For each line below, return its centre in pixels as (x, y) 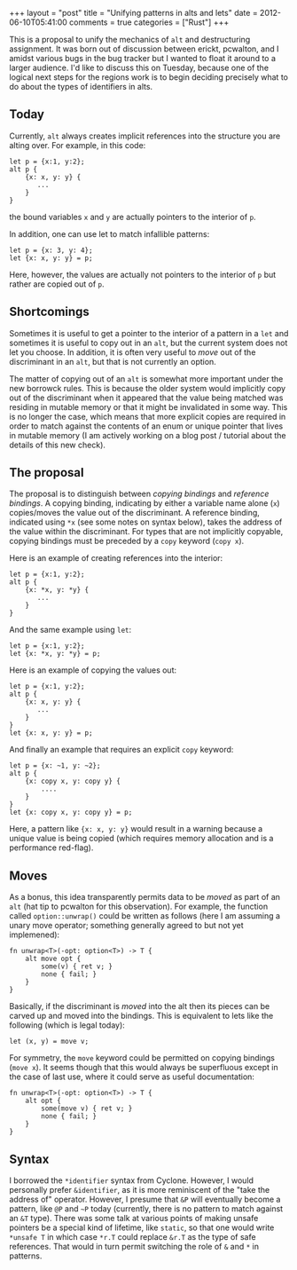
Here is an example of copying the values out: (93, 670)
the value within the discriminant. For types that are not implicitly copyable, (146, 532)
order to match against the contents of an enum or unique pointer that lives (146, 426)
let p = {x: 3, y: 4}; (51, 250)
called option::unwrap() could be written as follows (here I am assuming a (145, 916)
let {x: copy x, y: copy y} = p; (71, 812)
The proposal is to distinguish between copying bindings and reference (139, 494)
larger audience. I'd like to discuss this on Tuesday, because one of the (139, 67)
